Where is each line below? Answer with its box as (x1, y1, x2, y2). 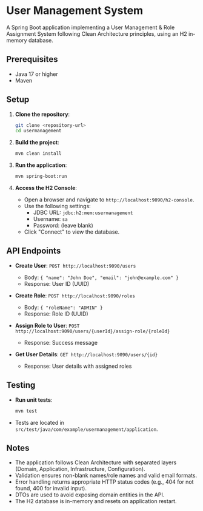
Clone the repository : (15, 110, 70, 118)
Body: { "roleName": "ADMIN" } (24, 303, 103, 311)
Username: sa (33, 215, 68, 223)
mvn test (15, 408, 38, 414)
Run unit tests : (15, 396, 53, 404)
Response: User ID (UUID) (24, 280, 90, 287)
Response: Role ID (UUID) (24, 310, 89, 317)
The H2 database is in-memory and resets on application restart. (15, 498, 177, 505)
